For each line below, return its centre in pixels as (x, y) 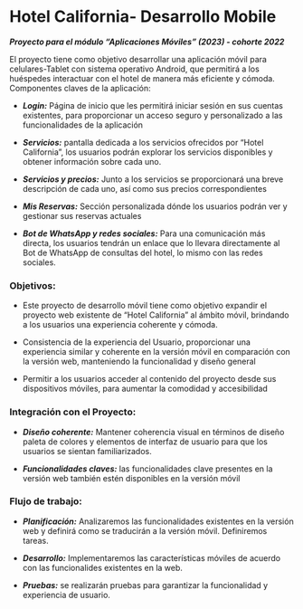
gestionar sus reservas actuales (82, 215)
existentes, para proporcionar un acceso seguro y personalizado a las (152, 115)
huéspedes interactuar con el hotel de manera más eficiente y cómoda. (142, 78)
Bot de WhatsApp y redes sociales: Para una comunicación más (144, 233)
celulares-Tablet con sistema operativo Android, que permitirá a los (134, 69)
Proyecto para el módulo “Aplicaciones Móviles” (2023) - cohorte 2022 (147, 42)
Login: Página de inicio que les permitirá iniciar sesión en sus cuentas (152, 105)
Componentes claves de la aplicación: (80, 88)
